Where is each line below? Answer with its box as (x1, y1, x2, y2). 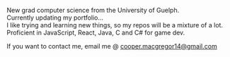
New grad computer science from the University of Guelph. (6, 6, 180, 14)
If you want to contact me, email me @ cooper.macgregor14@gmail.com (6, 42, 217, 50)
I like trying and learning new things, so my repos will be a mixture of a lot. (6, 21, 224, 29)
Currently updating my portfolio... (6, 13, 104, 22)
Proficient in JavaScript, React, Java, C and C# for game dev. (6, 28, 185, 37)
